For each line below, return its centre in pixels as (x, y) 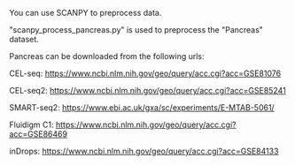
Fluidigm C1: (32, 124)
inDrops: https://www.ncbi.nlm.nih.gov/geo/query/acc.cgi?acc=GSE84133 (144, 151)
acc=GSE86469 (39, 134)
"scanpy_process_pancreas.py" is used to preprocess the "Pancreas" (136, 30)
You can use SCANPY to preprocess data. (85, 13)
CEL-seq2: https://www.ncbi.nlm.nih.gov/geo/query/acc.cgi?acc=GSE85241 (147, 90)
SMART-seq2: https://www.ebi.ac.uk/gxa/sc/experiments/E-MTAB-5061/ (142, 108)
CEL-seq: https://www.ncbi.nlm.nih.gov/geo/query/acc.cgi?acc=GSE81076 (145, 73)
